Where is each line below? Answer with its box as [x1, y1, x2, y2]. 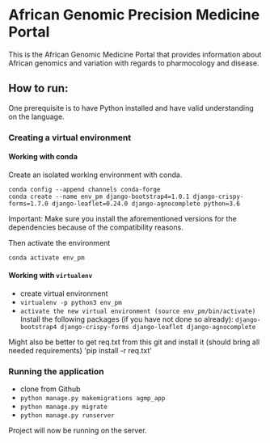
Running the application [8, 366, 104, 377]
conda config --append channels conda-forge [8, 185, 161, 193]
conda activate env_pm [8, 253, 85, 262]
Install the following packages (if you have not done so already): [19, 314, 234, 324]
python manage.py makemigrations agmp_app [19, 394, 166, 403]
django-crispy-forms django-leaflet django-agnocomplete [60, 323, 256, 331]
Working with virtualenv [8, 271, 93, 281]
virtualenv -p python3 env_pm [19, 299, 123, 307]
